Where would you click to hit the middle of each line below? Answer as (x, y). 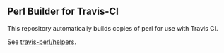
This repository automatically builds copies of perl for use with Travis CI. (113, 28)
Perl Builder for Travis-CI (63, 12)
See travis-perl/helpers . (42, 42)
